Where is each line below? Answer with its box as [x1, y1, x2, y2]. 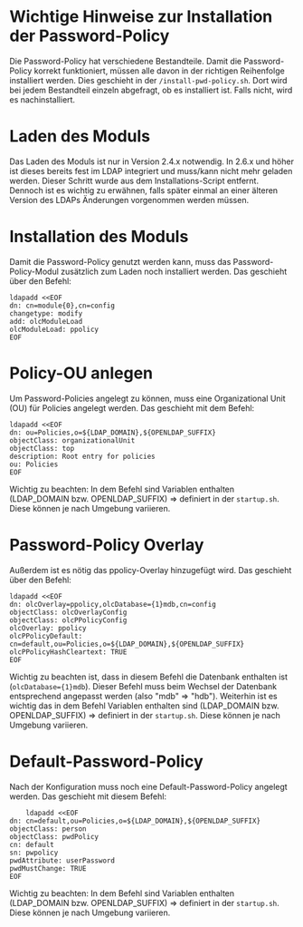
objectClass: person [9, 824, 88, 834]
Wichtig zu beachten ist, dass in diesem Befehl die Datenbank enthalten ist [9, 671, 288, 682]
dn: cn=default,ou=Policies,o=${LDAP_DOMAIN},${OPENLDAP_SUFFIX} [9, 816, 260, 825]
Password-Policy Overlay [9, 534, 204, 555]
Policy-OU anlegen [9, 363, 154, 383]
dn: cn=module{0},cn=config [9, 301, 116, 310]
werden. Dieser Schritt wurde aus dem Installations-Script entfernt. [9, 175, 260, 186]
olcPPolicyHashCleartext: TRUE [9, 647, 128, 657]
